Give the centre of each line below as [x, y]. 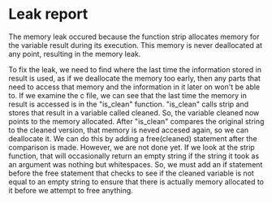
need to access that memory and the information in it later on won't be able [134, 87]
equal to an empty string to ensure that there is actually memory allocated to [136, 181]
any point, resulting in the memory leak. [75, 54]
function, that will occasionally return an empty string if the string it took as [134, 156]
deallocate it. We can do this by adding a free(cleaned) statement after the [133, 138]
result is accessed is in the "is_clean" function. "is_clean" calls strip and [129, 104]
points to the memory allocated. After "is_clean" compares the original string [136, 121]
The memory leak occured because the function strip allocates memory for [134, 37]
